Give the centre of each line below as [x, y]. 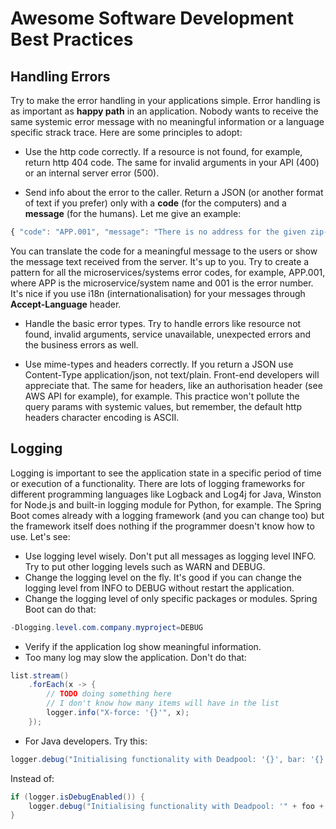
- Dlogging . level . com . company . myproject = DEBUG [106, 627]
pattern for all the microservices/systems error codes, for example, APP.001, [168, 272]
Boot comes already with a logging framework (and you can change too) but [167, 515]
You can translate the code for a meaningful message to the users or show [164, 251]
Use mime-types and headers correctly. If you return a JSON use [159, 364]
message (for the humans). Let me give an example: [133, 213]
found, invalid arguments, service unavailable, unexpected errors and [168, 334]
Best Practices [72, 39]
